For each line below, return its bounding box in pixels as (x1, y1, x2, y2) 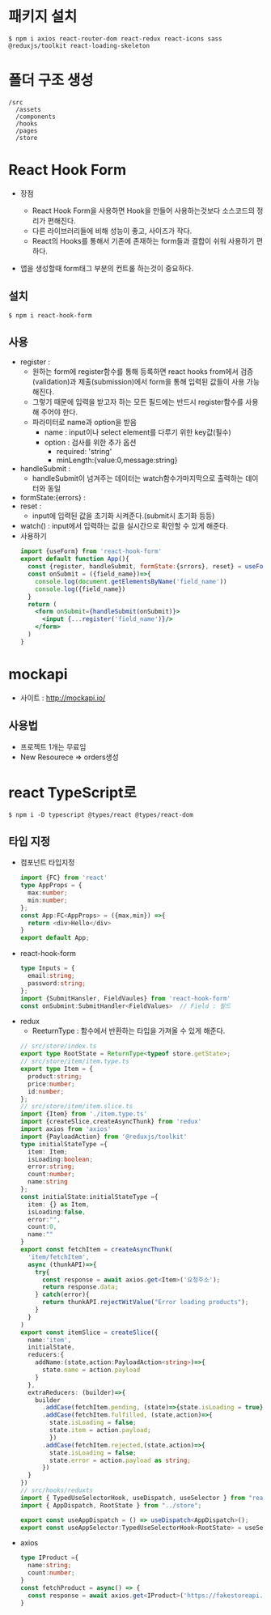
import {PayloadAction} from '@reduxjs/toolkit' (19, 1133, 188, 1141)
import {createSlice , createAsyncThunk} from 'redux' (19, 1118, 202, 1126)
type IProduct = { (19, 1553, 79, 1562)
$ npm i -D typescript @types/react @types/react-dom (8, 810, 194, 818)
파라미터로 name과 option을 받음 (32, 418, 138, 427)
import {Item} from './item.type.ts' (19, 1110, 148, 1118)
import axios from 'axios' (19, 1125, 112, 1133)
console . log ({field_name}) (35, 584, 126, 593)
